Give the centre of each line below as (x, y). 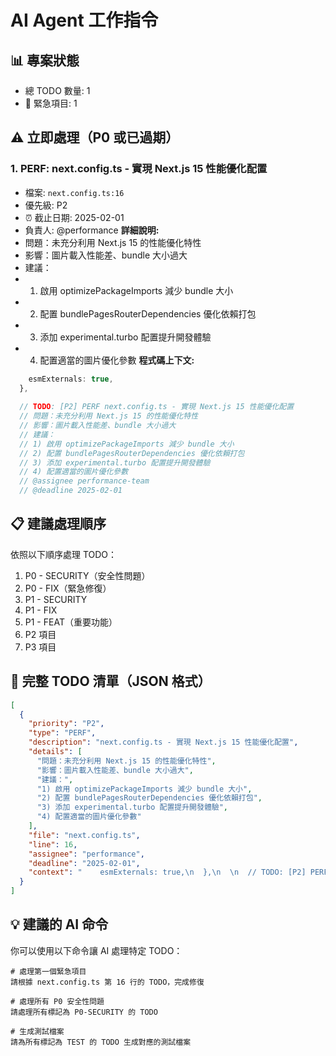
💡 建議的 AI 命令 (59, 924)
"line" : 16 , (53, 844)
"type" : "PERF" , (62, 733)
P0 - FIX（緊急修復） (68, 588)
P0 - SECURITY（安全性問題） (87, 575)
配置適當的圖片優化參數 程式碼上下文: (117, 360)
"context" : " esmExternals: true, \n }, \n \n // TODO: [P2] (167, 872)
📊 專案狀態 (45, 60)
